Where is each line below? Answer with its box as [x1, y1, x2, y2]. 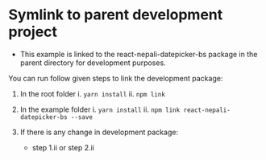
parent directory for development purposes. [19, 58, 167, 68]
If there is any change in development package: [19, 127, 179, 137]
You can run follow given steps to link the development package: [8, 73, 223, 83]
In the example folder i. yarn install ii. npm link [19, 105, 181, 114]
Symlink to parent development [8, 6, 223, 24]
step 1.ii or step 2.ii [31, 142, 95, 152]
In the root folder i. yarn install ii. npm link [19, 88, 165, 98]
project [8, 23, 58, 41]
